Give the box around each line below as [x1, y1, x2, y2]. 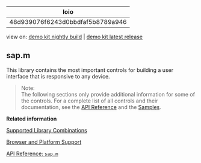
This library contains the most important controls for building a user [6, 66, 173, 74]
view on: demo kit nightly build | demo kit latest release [6, 33, 143, 40]
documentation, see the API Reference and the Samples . [20, 103, 161, 110]
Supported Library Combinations [6, 126, 87, 134]
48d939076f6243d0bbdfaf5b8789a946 [9, 18, 128, 26]
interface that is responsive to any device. [6, 73, 110, 80]
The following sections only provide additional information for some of [20, 90, 196, 98]
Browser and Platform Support [6, 138, 82, 146]
